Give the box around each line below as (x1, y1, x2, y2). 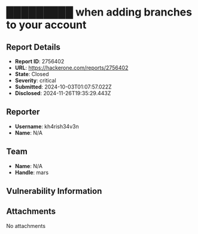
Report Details (6, 42, 61, 52)
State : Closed (14, 71, 49, 77)
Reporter (6, 107, 40, 117)
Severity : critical (14, 77, 57, 84)
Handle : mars (14, 169, 49, 176)
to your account (6, 18, 87, 32)
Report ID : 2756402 (14, 58, 65, 65)
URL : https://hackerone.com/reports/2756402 (14, 64, 129, 71)
